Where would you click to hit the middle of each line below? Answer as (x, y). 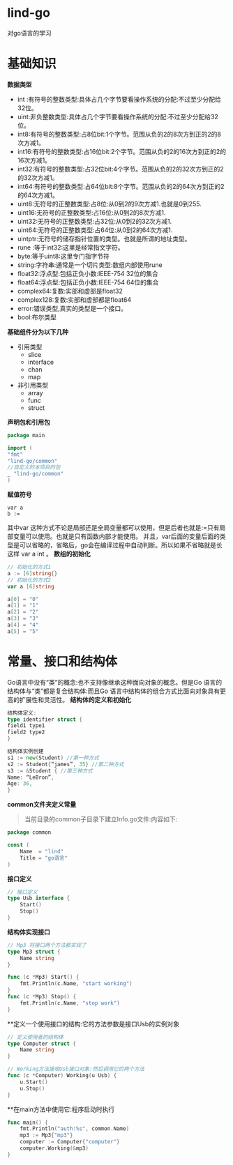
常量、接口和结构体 (62, 661)
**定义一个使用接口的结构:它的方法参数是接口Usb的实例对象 (93, 1023)
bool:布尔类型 (37, 317)
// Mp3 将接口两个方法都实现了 (47, 945)
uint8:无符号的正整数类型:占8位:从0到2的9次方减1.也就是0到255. (110, 204)
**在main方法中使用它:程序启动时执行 (61, 1109)
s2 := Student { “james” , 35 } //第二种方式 (66, 764)
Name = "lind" (42, 851)
